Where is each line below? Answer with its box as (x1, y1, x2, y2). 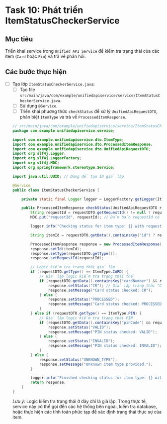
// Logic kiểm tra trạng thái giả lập (30, 265, 115, 270)
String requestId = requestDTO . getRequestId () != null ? (30, 210, 151, 215)
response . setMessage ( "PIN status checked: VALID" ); (48, 329, 158, 334)
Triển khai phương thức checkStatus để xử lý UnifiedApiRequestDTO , (19, 108, 158, 114)
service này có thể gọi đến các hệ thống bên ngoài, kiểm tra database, (12, 403, 158, 410)
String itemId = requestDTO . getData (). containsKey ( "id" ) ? (30, 232, 156, 238)
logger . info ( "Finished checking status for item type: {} (30, 375, 153, 380)
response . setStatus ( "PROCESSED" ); (48, 297, 120, 302)
